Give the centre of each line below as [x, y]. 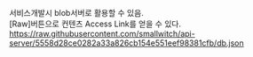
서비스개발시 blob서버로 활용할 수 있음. [76, 13]
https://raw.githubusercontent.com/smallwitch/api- [102, 34]
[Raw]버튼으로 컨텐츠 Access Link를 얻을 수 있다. [95, 24]
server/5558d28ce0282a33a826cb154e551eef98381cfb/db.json [126, 43]
